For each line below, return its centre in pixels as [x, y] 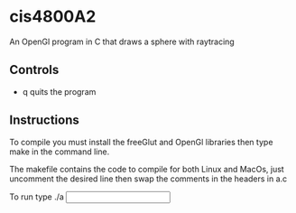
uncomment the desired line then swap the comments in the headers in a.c [148, 179]
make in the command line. [60, 152]
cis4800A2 [53, 17]
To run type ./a [37, 197]
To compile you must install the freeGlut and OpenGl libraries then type [141, 142]
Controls [34, 70]
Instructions [44, 120]
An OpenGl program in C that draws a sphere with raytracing [122, 42]
